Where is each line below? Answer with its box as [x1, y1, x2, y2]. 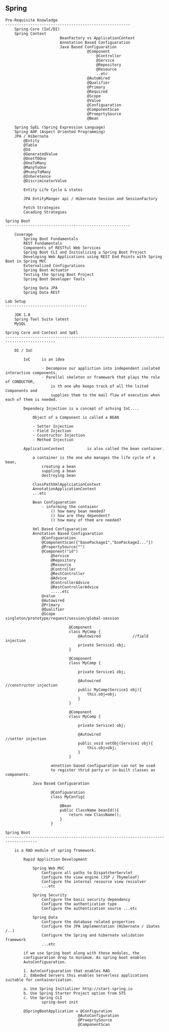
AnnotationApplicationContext [32, 486, 96, 491]
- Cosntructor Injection [32, 433, 85, 438]
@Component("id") [41, 548, 79, 554]
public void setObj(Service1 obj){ [78, 741, 153, 746]
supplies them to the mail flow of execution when [50, 392, 160, 397]
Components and [5, 388, 38, 393]
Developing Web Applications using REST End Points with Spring [23, 254, 162, 259]
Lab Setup [5, 298, 26, 304]
